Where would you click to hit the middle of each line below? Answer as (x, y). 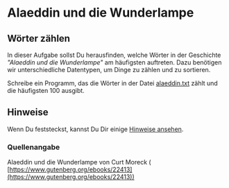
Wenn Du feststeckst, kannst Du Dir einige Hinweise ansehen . (95, 129)
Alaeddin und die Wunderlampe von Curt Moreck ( (79, 162)
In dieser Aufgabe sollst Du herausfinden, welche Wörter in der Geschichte (114, 55)
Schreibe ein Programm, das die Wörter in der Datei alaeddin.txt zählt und (113, 83)
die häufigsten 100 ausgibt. (46, 91)
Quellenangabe (34, 147)
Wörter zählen (39, 39)
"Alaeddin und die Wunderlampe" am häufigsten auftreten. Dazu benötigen (114, 62)
